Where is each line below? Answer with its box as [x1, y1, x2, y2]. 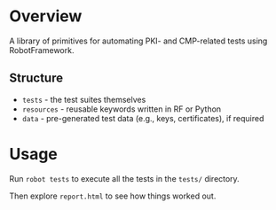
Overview [9, 6, 83, 27]
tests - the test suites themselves [21, 94, 146, 105]
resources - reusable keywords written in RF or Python [21, 104, 222, 114]
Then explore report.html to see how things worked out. [9, 191, 217, 201]
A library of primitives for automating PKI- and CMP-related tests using [9, 35, 268, 46]
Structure [9, 71, 64, 86]
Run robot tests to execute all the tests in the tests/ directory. [9, 173, 240, 183]
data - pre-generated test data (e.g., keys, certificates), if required [21, 113, 264, 123]
